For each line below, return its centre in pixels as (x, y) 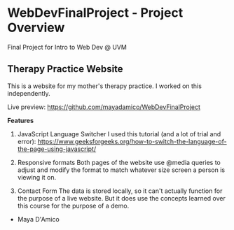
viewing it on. (37, 177)
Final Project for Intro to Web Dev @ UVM (67, 47)
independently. (29, 93)
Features (20, 120)
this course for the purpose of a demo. (73, 206)
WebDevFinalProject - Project (95, 13)
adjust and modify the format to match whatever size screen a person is (121, 170)
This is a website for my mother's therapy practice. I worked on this (104, 86)
